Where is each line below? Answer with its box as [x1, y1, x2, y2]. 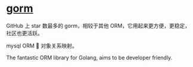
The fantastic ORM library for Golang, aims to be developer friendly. [6, 54, 173, 61]
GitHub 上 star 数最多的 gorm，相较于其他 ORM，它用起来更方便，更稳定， [6, 22, 191, 29]
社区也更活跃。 [6, 29, 43, 37]
